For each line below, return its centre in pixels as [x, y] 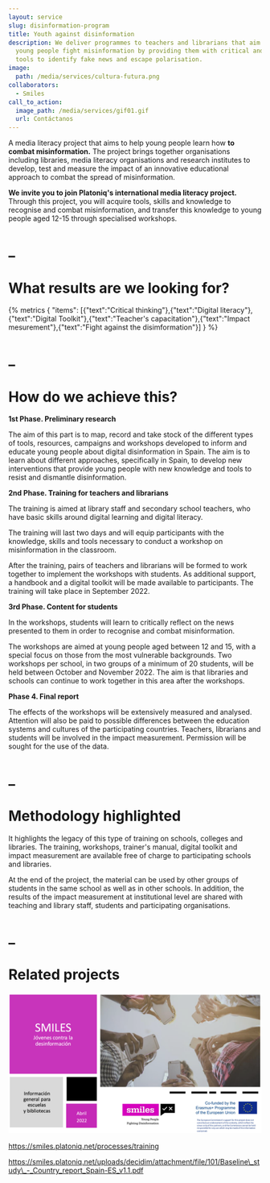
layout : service [35, 17]
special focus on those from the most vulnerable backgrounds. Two [120, 655]
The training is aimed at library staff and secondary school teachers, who [129, 508]
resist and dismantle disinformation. [67, 477]
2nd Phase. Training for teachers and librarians [88, 493]
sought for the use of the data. [59, 746]
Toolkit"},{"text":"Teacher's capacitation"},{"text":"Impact [154, 319]
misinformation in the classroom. [62, 550]
